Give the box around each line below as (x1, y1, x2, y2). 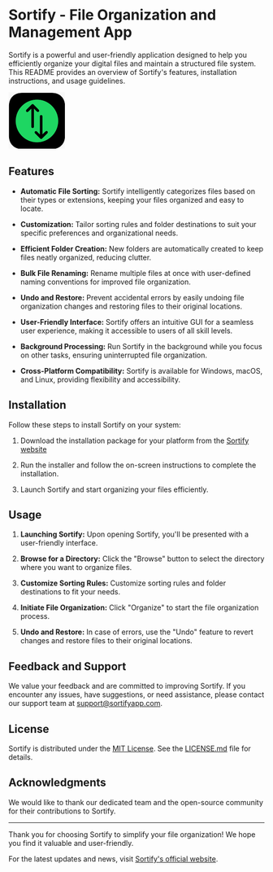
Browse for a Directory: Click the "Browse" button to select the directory (19, 554, 265, 563)
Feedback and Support (8, 659, 127, 673)
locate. (19, 204, 44, 213)
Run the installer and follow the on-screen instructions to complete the (19, 460, 257, 470)
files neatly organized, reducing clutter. (19, 252, 152, 262)
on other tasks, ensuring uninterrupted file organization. (19, 350, 208, 360)
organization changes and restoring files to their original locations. (19, 301, 242, 311)
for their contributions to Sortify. (8, 806, 116, 816)
